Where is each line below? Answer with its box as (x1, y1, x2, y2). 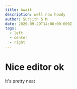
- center (9, 35, 28, 40)
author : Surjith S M (5, 16, 48, 21)
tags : (5, 26, 16, 31)
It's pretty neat (5, 78, 36, 84)
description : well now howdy (5, 12, 66, 17)
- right (9, 40, 26, 45)
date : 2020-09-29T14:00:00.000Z (5, 21, 72, 26)
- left (9, 30, 23, 35)
